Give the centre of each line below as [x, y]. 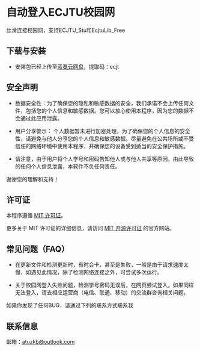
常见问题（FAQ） [38, 249]
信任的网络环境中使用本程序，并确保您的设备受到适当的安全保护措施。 [102, 146]
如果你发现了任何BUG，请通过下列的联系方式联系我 [70, 305]
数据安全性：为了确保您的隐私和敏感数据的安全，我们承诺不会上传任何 [102, 103]
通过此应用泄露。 [41, 118]
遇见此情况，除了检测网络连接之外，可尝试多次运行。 [97, 272]
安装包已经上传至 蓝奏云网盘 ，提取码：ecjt [67, 66]
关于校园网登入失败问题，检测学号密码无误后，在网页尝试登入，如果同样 [104, 285]
